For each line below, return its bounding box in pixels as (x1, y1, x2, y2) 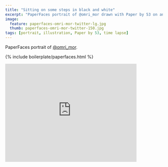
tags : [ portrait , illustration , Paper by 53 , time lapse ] (5, 30, 128, 35)
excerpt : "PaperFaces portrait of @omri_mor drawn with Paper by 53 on (5, 12, 157, 17)
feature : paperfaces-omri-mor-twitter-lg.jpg (9, 21, 106, 26)
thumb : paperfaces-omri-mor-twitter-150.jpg (9, 26, 104, 31)
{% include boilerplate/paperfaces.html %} (5, 54, 93, 60)
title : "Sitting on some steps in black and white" (5, 7, 115, 12)
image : (5, 16, 19, 21)
